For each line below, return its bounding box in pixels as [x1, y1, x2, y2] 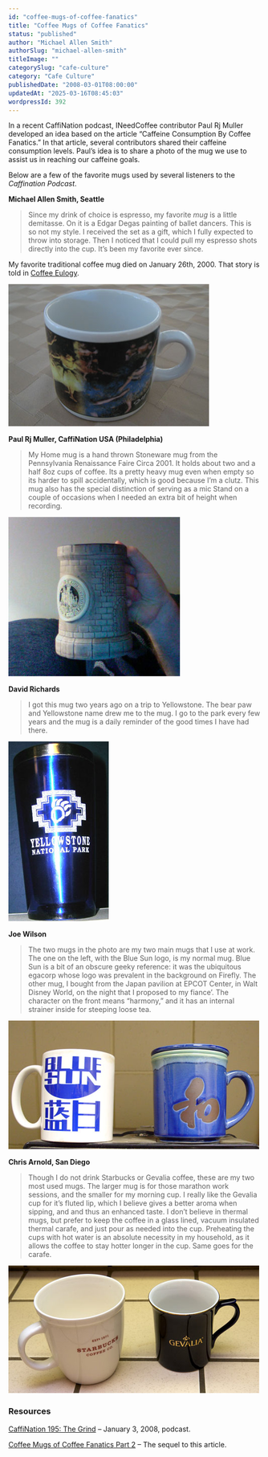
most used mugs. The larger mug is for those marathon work [27, 1182, 229, 1191]
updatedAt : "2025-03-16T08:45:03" [8, 89, 124, 97]
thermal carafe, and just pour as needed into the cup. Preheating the [27, 1224, 255, 1234]
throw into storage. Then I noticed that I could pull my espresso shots [27, 235, 258, 245]
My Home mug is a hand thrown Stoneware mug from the [27, 450, 218, 459]
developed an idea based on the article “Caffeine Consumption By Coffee [8, 129, 251, 139]
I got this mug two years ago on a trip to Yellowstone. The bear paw [27, 700, 253, 710]
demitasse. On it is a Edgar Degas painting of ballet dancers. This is [27, 218, 252, 228]
